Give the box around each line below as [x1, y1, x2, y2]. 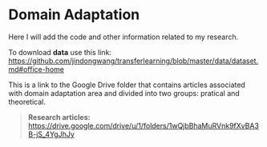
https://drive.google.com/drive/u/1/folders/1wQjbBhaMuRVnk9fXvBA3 [27, 121, 259, 130]
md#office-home [8, 64, 65, 73]
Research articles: [27, 112, 91, 121]
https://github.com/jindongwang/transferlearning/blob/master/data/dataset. [8, 56, 259, 66]
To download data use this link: [8, 47, 112, 57]
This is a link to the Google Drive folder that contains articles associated [8, 80, 246, 89]
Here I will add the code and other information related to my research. [8, 32, 239, 42]
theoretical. [8, 97, 47, 106]
